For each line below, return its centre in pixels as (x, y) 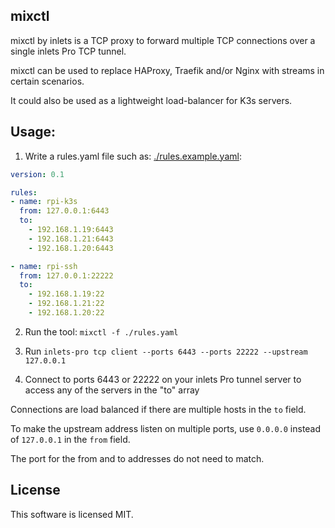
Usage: (33, 132)
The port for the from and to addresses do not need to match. (137, 458)
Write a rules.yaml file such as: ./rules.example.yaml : (133, 156)
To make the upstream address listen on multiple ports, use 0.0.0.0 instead (166, 428)
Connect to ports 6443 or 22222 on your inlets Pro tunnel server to (163, 379)
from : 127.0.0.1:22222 (66, 275)
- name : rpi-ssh (44, 266)
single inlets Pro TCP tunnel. (68, 51)
